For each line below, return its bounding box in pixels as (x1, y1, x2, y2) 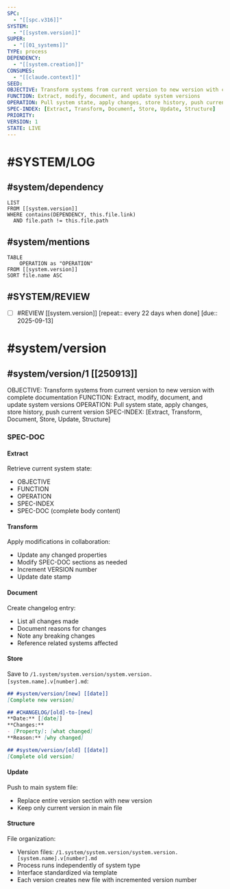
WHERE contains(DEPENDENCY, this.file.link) (7, 212, 136, 218)
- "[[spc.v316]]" (13, 16, 63, 23)
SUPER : (7, 36, 26, 42)
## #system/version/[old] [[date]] (7, 747, 109, 753)
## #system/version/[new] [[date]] (7, 690, 109, 697)
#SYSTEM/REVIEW (7, 290, 90, 302)
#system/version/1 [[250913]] (7, 368, 138, 379)
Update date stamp (16, 573, 72, 581)
